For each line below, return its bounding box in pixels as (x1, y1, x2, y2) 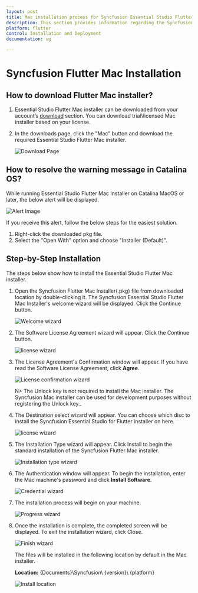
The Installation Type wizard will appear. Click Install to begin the (14, 440, 173, 448)
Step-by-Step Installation (6, 254, 101, 264)
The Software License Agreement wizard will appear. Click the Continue (14, 329, 190, 336)
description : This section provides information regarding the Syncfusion (6, 20, 194, 25)
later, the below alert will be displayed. (6, 196, 99, 203)
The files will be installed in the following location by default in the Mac (14, 551, 187, 558)
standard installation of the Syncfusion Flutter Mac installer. (14, 447, 159, 454)
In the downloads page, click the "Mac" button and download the (14, 130, 173, 137)
